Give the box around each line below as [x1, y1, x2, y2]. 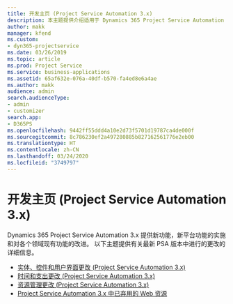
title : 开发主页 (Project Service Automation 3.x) [7, 10, 153, 17]
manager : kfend [7, 29, 51, 37]
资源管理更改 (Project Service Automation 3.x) [17, 280, 150, 289]
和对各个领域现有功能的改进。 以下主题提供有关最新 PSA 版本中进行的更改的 [7, 239, 226, 248]
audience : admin [7, 88, 54, 95]
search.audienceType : [7, 95, 70, 102]
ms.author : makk [7, 82, 54, 89]
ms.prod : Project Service [7, 62, 82, 69]
